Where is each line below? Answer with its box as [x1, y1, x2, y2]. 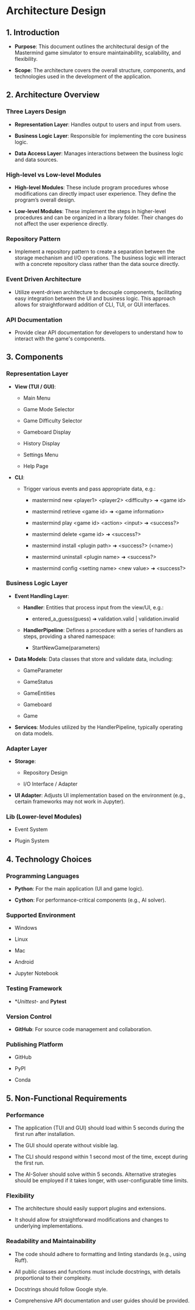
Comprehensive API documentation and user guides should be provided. [14, 1297, 190, 1304]
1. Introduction [6, 28, 60, 37]
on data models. [14, 729, 54, 736]
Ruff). [14, 1257, 29, 1264]
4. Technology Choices [6, 854, 92, 864]
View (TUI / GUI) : [14, 383, 57, 390]
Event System [14, 826, 48, 833]
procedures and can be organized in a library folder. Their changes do [14, 214, 183, 221]
